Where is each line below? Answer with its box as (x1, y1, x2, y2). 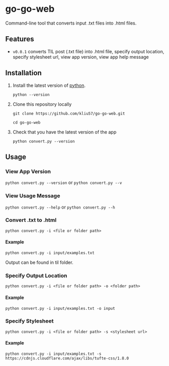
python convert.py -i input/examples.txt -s (5, 351, 102, 357)
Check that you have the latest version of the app (12, 129, 116, 135)
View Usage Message (5, 192, 60, 199)
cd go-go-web (12, 120, 41, 125)
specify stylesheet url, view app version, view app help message (12, 54, 149, 60)
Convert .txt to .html (5, 217, 57, 224)
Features (5, 35, 34, 43)
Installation (5, 68, 42, 77)
